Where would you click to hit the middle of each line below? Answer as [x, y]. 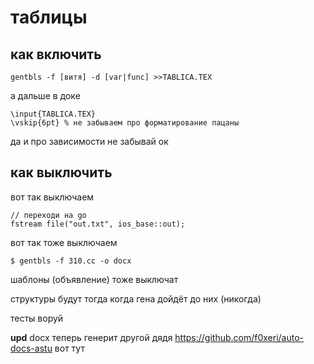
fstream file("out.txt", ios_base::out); [98, 224]
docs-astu [31, 348]
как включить [56, 54]
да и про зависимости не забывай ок [89, 141]
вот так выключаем [52, 197]
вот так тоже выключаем [64, 242]
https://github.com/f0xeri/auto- [239, 337]
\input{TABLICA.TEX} [53, 114]
